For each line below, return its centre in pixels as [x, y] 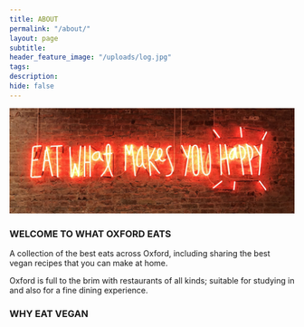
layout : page [34, 38]
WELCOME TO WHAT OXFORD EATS [90, 234]
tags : [19, 67]
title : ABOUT [34, 19]
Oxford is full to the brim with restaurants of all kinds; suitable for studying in [152, 281]
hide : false [32, 86]
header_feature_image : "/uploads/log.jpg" [90, 58]
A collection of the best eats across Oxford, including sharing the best [140, 254]
